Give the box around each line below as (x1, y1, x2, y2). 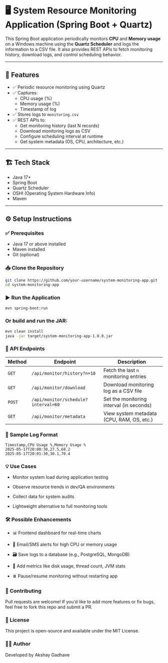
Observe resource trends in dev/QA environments (12, 484, 115, 490)
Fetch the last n (103, 367, 139, 374)
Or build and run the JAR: (5, 317, 67, 324)
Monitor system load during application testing (12, 474, 108, 480)
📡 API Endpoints (5, 345, 45, 352)
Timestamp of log (19, 106, 56, 112)
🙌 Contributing (5, 587, 41, 594)
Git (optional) (12, 252, 40, 258)
